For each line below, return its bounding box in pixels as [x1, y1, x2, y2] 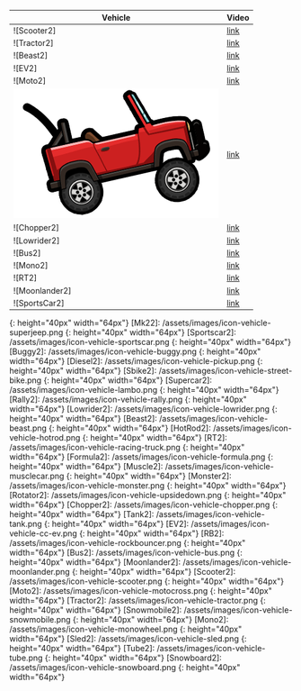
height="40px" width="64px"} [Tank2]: [9, 509, 155, 520]
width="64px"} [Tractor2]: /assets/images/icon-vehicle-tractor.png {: [9, 596, 267, 606]
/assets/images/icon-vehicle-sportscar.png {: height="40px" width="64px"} [9, 337, 292, 348]
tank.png [9, 519, 42, 530]
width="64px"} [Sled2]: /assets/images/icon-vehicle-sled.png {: [9, 633, 247, 644]
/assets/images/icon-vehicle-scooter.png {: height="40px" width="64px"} [9, 576, 285, 586]
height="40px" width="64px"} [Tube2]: [9, 643, 155, 654]
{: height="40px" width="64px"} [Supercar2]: [43, 375, 213, 386]
